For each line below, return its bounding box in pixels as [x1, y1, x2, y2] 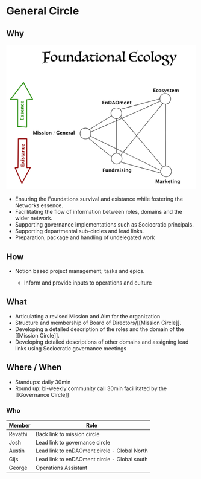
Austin [8, 447, 25, 454]
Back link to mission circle [36, 430, 100, 437]
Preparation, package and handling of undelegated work [14, 234, 155, 241]
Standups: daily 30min [14, 378, 71, 385]
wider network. [14, 214, 53, 222]
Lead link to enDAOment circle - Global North [36, 447, 149, 454]
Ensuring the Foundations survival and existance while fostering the [14, 195, 184, 203]
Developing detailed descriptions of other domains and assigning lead [14, 338, 189, 346]
